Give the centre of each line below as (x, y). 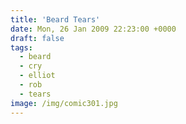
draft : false (37, 38)
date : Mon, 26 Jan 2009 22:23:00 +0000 (93, 29)
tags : (21, 47)
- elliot (37, 76)
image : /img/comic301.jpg (64, 103)
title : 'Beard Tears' (55, 19)
